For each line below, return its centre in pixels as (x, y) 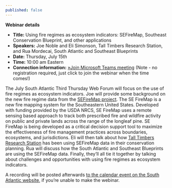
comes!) (22, 78)
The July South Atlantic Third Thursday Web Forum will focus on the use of (85, 88)
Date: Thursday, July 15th (40, 57)
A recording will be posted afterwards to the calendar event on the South (82, 175)
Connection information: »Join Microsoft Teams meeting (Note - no (85, 67)
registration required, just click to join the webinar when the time (81, 73)
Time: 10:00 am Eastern (38, 62)
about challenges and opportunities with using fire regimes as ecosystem (83, 159)
